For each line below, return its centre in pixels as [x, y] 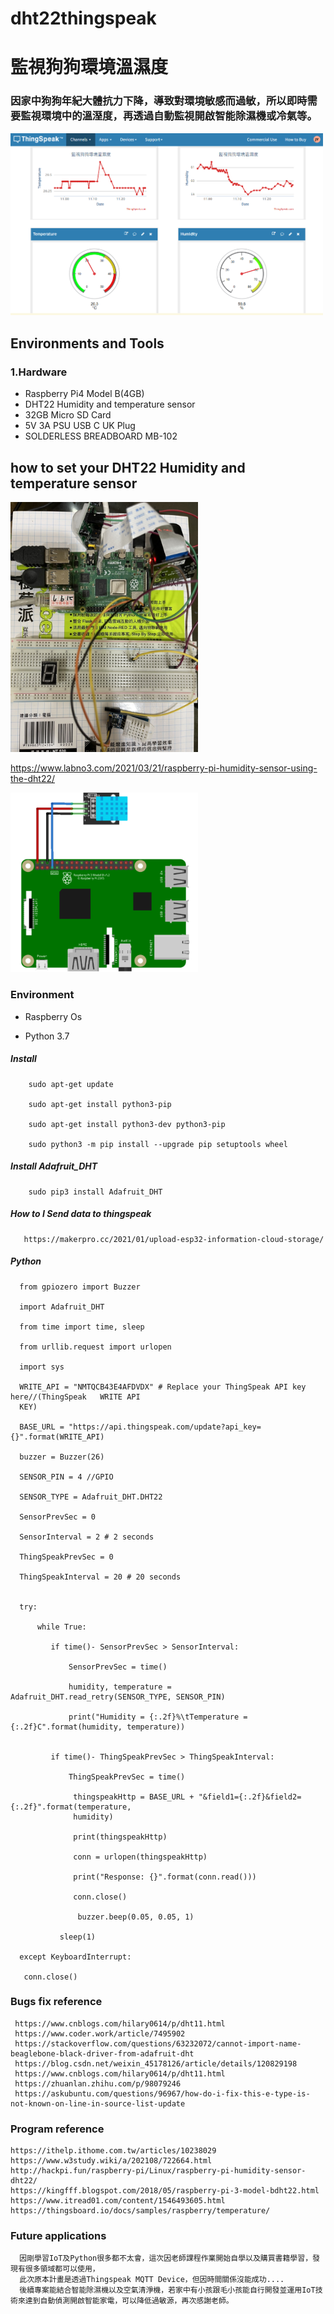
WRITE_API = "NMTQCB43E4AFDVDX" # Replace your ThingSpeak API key [163, 1387]
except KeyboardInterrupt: [75, 1957]
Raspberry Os [53, 1016]
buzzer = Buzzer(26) [62, 1457]
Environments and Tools [87, 343]
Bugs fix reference [56, 2002]
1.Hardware [39, 372]
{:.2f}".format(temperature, [71, 1807]
